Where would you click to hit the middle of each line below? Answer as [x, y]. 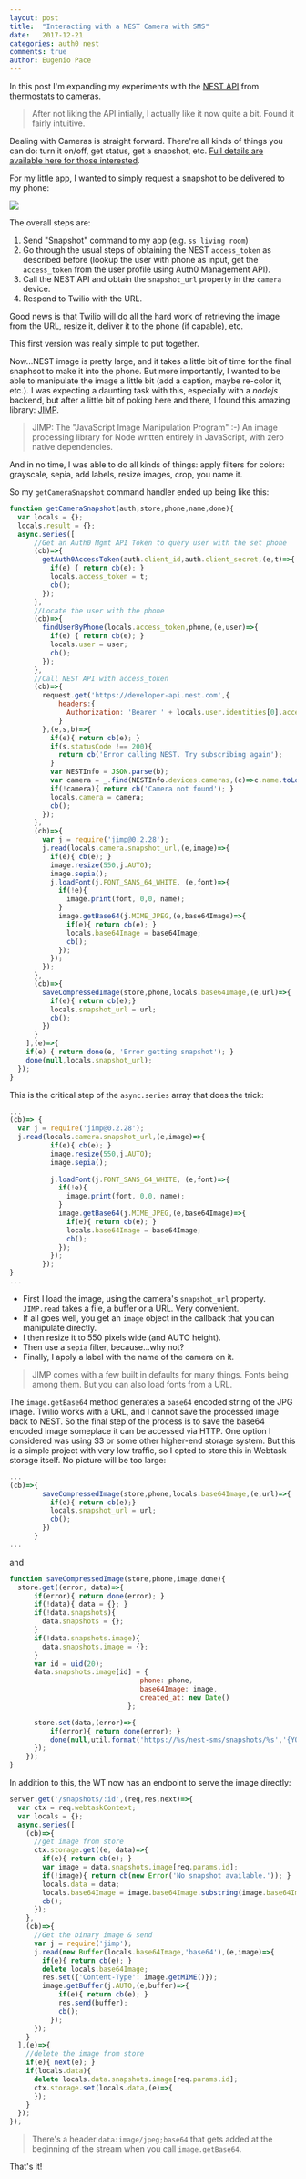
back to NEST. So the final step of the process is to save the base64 [138, 1421]
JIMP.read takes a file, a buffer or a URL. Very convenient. [131, 1308]
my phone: [30, 188]
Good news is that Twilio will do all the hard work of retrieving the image [145, 316]
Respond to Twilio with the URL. [82, 299]
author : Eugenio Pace [51, 60]
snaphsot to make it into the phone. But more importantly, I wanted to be [145, 371]
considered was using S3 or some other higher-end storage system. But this [153, 1440]
